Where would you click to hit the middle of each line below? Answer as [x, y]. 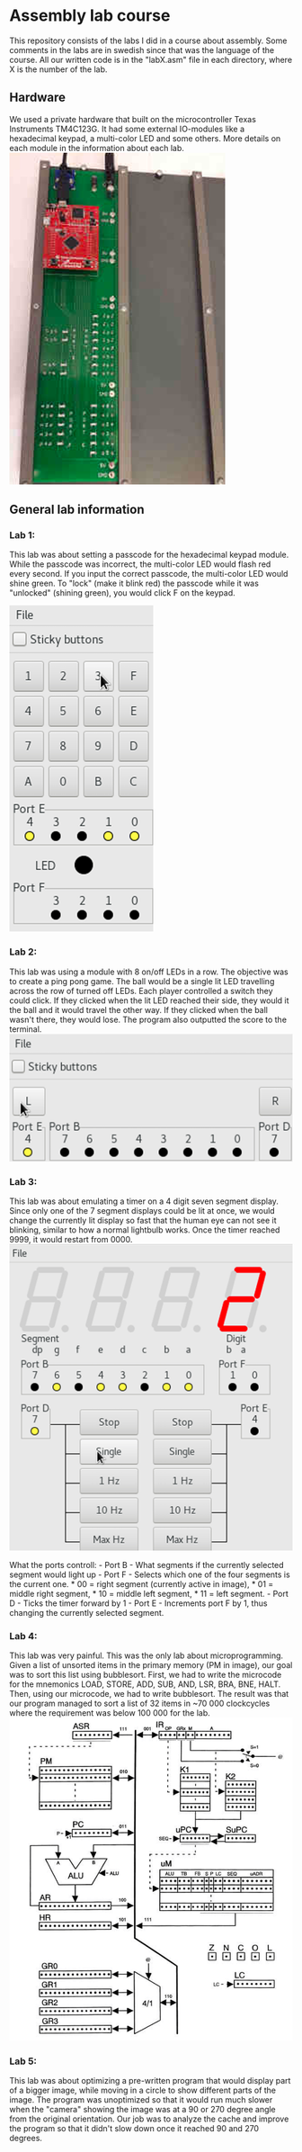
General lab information [77, 510]
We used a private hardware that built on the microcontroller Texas [133, 119]
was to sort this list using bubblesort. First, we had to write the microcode [146, 1675]
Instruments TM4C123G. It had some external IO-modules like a [127, 129]
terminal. [26, 1029]
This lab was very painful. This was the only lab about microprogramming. [147, 1655]
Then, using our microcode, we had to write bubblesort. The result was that [149, 1694]
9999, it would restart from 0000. [71, 1240]
